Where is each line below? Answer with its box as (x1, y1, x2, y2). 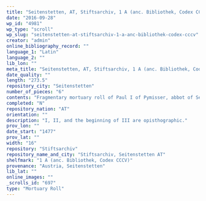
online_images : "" (6, 174, 53, 181)
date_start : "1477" (6, 129, 56, 135)
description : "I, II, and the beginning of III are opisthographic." (6, 117, 188, 123)
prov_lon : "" (6, 123, 40, 129)
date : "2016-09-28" (6, 15, 56, 21)
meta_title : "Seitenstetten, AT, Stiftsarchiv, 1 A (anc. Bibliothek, (6, 66, 191, 72)
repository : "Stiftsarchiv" (6, 145, 78, 152)
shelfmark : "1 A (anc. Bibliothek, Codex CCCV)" (6, 157, 133, 163)
